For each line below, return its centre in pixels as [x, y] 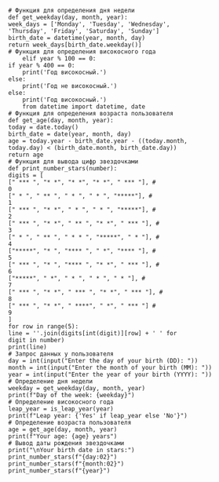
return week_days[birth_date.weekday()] [75, 45]
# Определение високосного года [61, 402]
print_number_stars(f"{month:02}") [66, 464]
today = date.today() [44, 127]
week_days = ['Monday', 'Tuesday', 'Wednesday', [89, 24]
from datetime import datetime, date [84, 107]
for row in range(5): [44, 327]
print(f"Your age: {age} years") [63, 436]
